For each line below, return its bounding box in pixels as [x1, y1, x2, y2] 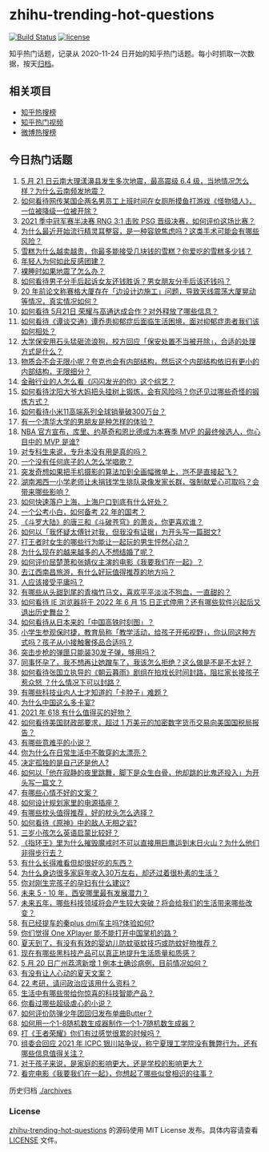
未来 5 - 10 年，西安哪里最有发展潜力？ [20, 888, 149, 898]
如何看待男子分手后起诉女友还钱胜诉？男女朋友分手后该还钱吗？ [20, 276, 231, 286]
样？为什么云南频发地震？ [20, 186, 106, 196]
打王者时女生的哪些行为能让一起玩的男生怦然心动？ [20, 537, 190, 546]
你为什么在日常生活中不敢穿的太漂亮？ [20, 748, 147, 757]
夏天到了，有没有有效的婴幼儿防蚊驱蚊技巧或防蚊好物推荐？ [20, 938, 218, 947]
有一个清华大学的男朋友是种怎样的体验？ [20, 416, 155, 426]
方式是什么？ [20, 347, 63, 356]
